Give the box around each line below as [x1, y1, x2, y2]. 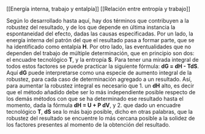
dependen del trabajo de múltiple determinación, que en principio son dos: [6, 50, 195, 57]
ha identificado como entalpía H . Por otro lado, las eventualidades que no [6, 43, 192, 50]
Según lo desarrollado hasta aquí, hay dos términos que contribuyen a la [6, 17, 190, 24]
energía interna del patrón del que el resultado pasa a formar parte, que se [6, 37, 195, 43]
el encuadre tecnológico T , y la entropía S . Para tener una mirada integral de [6, 56, 199, 63]
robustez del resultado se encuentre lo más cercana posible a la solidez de [6, 114, 195, 122]
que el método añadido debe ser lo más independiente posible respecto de [6, 89, 196, 95]
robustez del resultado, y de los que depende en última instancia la [6, 24, 176, 31]
